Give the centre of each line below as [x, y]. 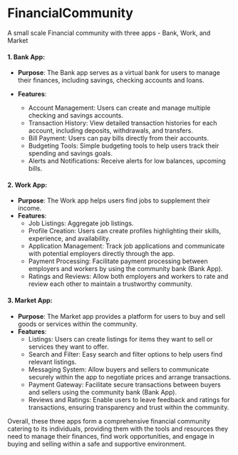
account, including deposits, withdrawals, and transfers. [111, 131]
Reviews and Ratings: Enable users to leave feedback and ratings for [129, 399]
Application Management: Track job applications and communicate [126, 246]
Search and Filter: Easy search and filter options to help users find [125, 354]
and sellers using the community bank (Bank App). [102, 392]
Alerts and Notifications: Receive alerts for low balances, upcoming [127, 161]
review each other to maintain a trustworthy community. [110, 284]
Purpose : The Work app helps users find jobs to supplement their [114, 200]
